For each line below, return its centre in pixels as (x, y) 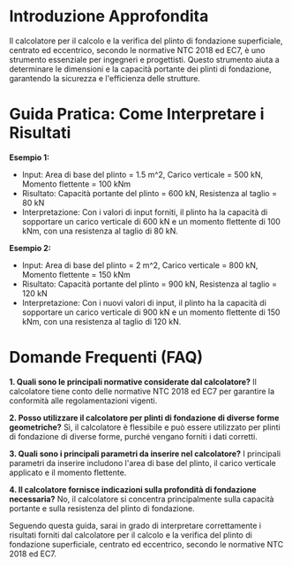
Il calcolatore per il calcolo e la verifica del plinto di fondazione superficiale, (146, 41)
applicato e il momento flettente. (68, 472)
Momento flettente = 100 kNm (76, 184)
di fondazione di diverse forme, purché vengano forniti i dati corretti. (133, 436)
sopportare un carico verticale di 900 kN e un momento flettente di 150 (151, 312)
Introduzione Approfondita (109, 16)
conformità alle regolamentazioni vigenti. (83, 401)
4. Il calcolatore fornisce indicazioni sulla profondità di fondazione (133, 489)
